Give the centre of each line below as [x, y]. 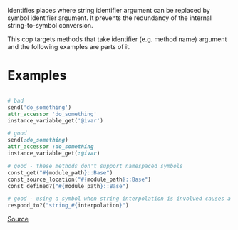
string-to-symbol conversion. [51, 25]
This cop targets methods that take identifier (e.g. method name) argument [117, 39]
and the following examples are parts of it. [69, 47]
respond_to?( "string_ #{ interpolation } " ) [68, 206]
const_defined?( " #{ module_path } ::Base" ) [68, 186]
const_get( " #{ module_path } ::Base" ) [60, 173]
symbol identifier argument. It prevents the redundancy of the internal [110, 18]
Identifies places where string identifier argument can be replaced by [109, 10]
